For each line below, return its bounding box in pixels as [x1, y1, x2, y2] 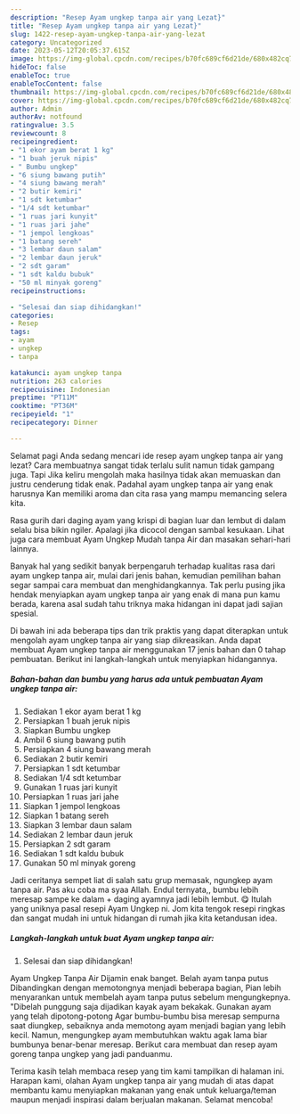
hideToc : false [10, 63, 67, 72]
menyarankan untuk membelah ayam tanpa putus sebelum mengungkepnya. [10, 991, 291, 1003]
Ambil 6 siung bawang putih [22, 734, 126, 745]
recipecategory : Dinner [10, 418, 99, 427]
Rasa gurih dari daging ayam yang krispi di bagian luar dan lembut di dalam [10, 514, 286, 526]
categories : [10, 311, 54, 320]
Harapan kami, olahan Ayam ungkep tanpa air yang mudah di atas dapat [10, 1075, 274, 1085]
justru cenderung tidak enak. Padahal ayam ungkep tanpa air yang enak [10, 479, 274, 489]
